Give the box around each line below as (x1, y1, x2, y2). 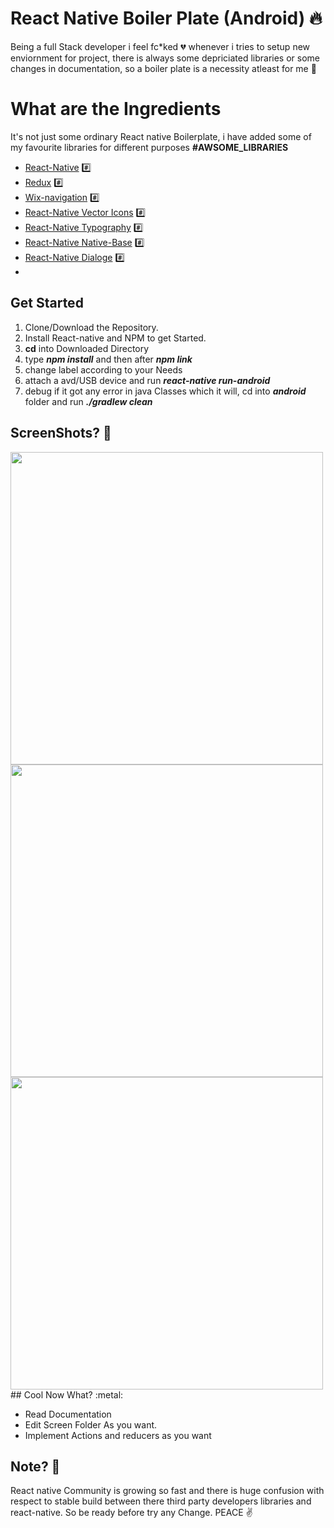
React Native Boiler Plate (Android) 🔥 (10, 7, 323, 30)
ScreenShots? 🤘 (10, 425, 112, 442)
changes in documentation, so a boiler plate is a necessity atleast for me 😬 (10, 62, 317, 74)
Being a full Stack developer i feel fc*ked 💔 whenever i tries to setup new (10, 40, 311, 52)
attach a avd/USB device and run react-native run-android (24, 374, 271, 386)
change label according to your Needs (24, 363, 183, 376)
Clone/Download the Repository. (24, 321, 159, 333)
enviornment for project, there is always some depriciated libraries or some (10, 52, 320, 64)
